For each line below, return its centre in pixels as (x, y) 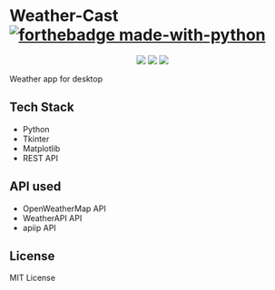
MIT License (33, 278)
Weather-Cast (64, 16)
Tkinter (36, 139)
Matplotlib (41, 148)
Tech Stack (42, 107)
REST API (40, 158)
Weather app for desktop (56, 79)
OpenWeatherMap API (64, 208)
